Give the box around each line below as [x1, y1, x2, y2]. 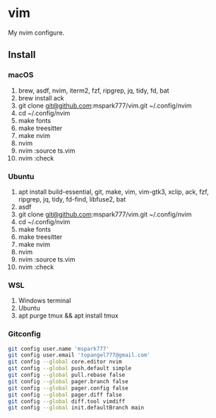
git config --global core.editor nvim [8, 359, 122, 366]
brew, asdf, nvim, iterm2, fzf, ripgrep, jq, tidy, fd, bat [18, 86, 169, 95]
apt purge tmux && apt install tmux [18, 311, 119, 320]
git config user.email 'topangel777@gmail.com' [8, 352, 151, 359]
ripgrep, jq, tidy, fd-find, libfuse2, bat [18, 195, 126, 203]
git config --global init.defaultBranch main [8, 405, 144, 412]
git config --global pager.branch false [8, 378, 129, 385]
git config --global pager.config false [8, 384, 129, 392]
